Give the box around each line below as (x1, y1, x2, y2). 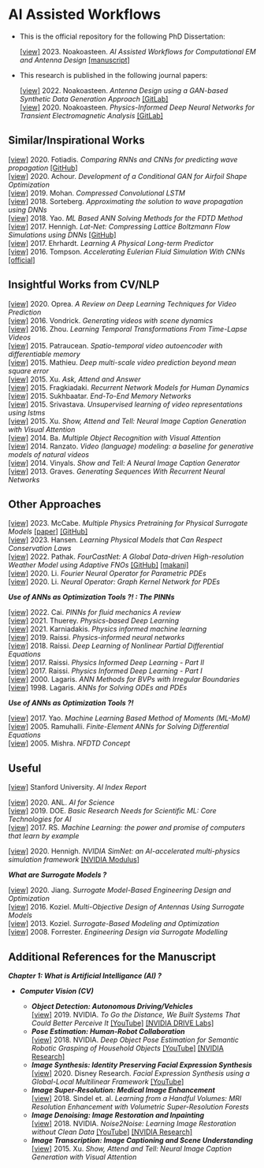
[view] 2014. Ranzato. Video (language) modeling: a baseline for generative (8, 441, 255, 451)
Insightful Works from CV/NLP (8, 278, 160, 292)
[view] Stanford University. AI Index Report (8, 783, 147, 792)
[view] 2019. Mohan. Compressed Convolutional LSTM (8, 188, 185, 198)
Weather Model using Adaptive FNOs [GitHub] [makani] (8, 560, 189, 570)
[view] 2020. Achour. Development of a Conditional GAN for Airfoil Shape (8, 171, 247, 180)
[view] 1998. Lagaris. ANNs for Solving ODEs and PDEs (8, 683, 188, 693)
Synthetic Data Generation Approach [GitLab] (19, 94, 169, 103)
